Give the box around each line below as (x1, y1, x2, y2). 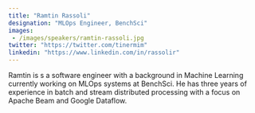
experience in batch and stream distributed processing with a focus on (8, 88, 241, 96)
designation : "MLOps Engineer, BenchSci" (8, 19, 148, 27)
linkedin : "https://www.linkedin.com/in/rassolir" (8, 49, 180, 56)
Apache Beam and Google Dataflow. (8, 96, 127, 105)
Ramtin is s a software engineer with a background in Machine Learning (8, 71, 244, 80)
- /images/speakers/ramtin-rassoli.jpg (11, 33, 145, 42)
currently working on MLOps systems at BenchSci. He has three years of (8, 79, 247, 88)
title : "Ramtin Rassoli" (8, 11, 91, 20)
